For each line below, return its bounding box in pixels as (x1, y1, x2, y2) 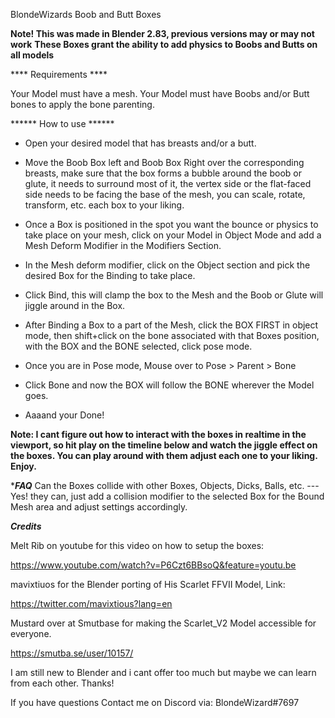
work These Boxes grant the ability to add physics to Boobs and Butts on (10, 39, 318, 50)
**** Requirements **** (10, 69, 108, 80)
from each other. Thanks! (10, 677, 115, 689)
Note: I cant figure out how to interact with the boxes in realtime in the (10, 429, 307, 440)
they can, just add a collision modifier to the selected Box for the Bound (29, 490, 325, 502)
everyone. (10, 628, 52, 639)
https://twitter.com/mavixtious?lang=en (10, 598, 173, 609)
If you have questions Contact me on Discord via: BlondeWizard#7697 (10, 697, 300, 708)
